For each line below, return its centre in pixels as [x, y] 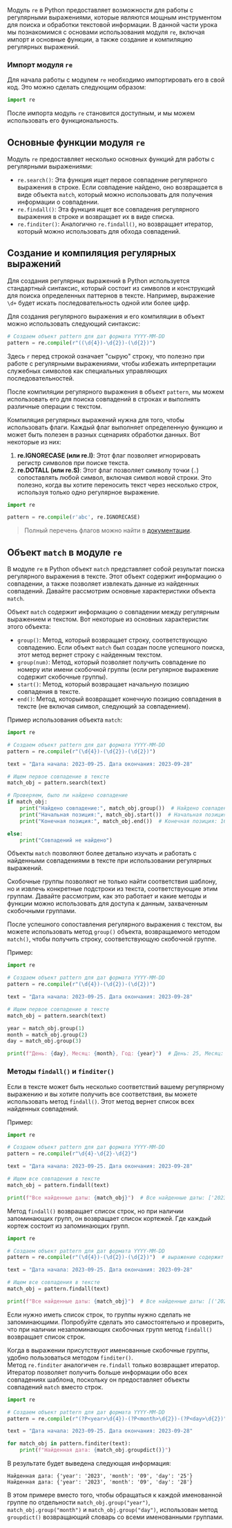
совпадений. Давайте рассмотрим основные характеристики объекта [112, 591]
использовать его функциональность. [63, 121]
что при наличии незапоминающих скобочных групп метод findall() [110, 1329]
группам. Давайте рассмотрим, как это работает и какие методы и [107, 896]
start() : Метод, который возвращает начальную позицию [103, 684]
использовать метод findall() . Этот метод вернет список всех [101, 1101]
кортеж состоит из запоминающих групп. [68, 1226]
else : [15, 834]
